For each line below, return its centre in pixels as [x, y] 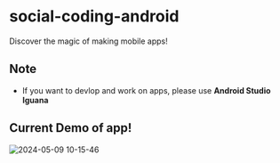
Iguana [35, 100]
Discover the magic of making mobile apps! [89, 41]
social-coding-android [94, 16]
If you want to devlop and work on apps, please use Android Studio [146, 90]
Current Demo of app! [71, 128]
